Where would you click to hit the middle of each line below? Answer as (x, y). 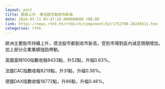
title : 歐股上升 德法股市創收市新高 (39, 14)
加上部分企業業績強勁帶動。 (34, 49)
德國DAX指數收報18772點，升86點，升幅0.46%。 (56, 81)
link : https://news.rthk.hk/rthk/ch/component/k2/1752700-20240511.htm (81, 24)
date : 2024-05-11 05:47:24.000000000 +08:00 (52, 19)
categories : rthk (23, 28)
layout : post (19, 10)
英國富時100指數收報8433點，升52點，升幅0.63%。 (59, 60)
